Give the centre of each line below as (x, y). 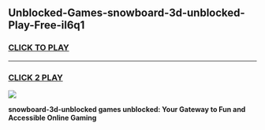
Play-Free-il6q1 (47, 26)
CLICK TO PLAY (39, 48)
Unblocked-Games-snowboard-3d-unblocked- (127, 13)
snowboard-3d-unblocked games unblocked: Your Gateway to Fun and (127, 109)
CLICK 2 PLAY (35, 77)
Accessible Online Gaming (52, 117)
